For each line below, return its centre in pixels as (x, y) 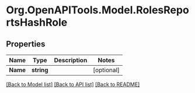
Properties (26, 44)
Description (71, 60)
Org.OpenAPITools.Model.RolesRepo (98, 10)
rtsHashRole (37, 22)
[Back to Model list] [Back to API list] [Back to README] (73, 84)
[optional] (106, 70)
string (40, 70)
